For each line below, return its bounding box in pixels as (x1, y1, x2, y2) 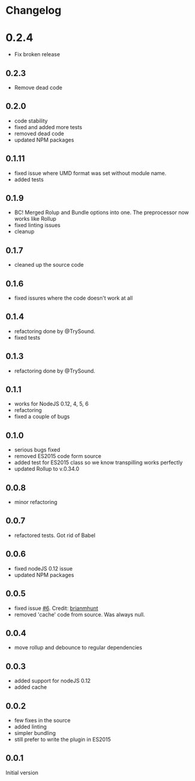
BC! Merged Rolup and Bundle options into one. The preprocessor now (14, 209, 189, 216)
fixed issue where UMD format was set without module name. (14, 169, 167, 176)
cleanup (14, 228, 35, 235)
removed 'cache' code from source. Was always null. (14, 611, 145, 618)
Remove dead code (14, 84, 63, 91)
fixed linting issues (14, 222, 61, 229)
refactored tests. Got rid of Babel (14, 532, 96, 539)
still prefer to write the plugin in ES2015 (14, 736, 111, 743)
